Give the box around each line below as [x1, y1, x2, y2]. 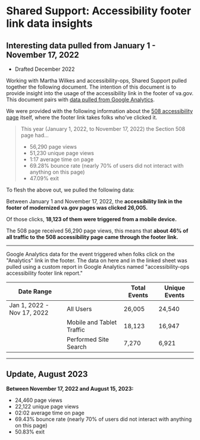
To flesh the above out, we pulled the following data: [6, 186, 135, 193]
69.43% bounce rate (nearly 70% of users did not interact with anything [14, 415, 192, 423]
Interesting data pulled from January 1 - [6, 40, 156, 51]
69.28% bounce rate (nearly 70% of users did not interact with [29, 162, 184, 169]
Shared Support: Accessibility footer [6, 4, 192, 18]
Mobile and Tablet [66, 318, 117, 326]
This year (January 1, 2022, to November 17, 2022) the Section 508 [20, 125, 186, 132]
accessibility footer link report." [6, 269, 83, 276]
